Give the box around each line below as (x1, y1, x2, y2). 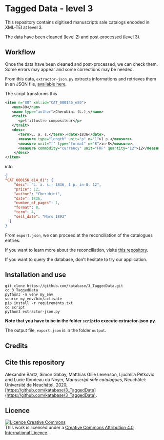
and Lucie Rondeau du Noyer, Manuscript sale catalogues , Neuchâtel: (5, 376, 146, 383)
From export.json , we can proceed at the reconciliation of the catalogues (5, 232, 153, 238)
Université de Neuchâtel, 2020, (5, 382, 68, 388)
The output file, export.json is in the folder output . (5, 327, 106, 334)
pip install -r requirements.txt (5, 301, 73, 306)
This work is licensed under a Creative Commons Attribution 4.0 (5, 425, 134, 431)
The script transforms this (5, 90, 57, 96)
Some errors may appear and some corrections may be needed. (5, 66, 134, 72)
